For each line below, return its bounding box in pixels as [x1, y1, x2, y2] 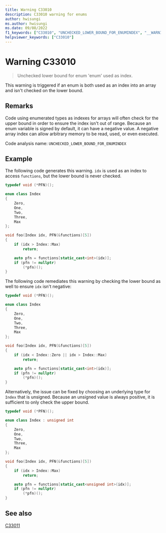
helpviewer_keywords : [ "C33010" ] [5, 35, 74, 40]
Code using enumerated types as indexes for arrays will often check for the [5, 115, 159, 121]
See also [5, 509, 32, 518]
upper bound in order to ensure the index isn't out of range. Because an [5, 120, 152, 126]
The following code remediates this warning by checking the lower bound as [5, 278, 161, 284]
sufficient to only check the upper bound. [5, 399, 89, 405]
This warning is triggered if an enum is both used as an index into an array [5, 82, 157, 88]
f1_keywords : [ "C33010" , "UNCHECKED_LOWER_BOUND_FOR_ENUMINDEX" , [5, 30, 142, 35]
